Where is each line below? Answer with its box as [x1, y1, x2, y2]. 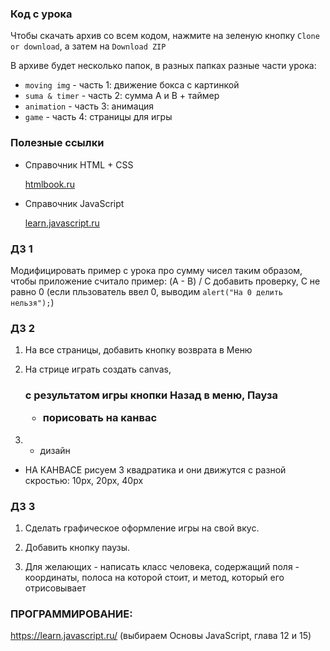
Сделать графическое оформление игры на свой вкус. [24, 522, 260, 534]
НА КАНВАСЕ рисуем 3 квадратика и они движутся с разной [24, 463, 287, 476]
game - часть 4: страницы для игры [24, 111, 173, 123]
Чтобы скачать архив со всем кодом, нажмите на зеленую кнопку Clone [10, 30, 320, 42]
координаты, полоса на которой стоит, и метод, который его [24, 572, 285, 584]
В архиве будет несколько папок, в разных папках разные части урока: [10, 60, 317, 72]
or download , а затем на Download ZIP [10, 40, 167, 52]
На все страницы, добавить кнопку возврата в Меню [24, 344, 253, 356]
